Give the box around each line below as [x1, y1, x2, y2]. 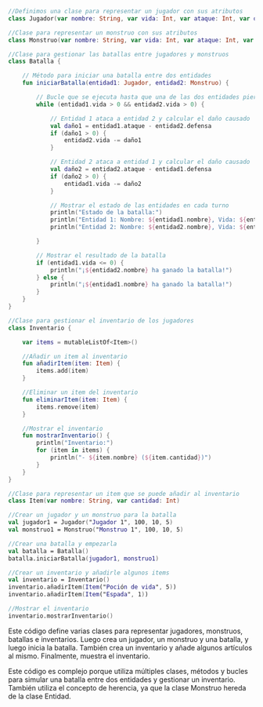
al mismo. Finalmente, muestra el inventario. [8, 651, 150, 661]
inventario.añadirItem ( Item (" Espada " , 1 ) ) [8, 591, 149, 599]
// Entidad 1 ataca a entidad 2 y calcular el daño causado [49, 115, 250, 122]
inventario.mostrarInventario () [8, 612, 113, 620]
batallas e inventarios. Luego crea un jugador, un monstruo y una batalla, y [8, 634, 249, 643]
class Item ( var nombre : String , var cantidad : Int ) [8, 497, 180, 505]
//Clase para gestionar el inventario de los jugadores [8, 316, 194, 325]
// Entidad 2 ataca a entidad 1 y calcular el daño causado [49, 158, 250, 166]
